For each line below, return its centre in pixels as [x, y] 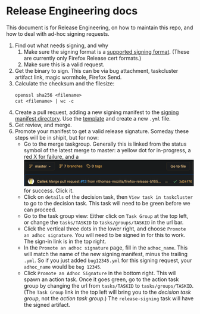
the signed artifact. [47, 304]
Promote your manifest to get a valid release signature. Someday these [102, 131]
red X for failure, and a [51, 156]
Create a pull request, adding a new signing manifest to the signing [97, 112]
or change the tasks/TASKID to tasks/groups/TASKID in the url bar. [104, 222]
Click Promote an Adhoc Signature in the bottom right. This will [100, 273]
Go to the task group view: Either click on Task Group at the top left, [106, 216]
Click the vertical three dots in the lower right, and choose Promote [105, 229]
